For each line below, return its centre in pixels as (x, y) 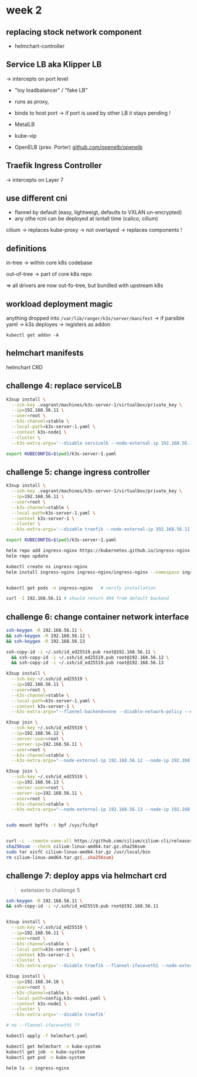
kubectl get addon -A (33, 335)
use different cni (37, 199)
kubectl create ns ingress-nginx (47, 566)
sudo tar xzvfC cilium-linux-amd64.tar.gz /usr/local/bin (78, 852)
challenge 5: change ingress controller (78, 472)
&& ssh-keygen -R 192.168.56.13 (45, 641)
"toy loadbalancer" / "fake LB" (51, 90)
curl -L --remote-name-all (39, 841)
